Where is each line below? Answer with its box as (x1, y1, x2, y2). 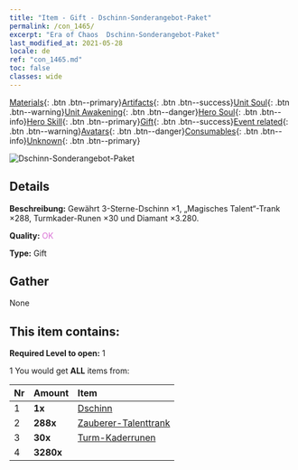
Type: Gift (9, 248, 47, 258)
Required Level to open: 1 (9, 348, 106, 359)
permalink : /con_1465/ (9, 22, 95, 31)
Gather (9, 273, 50, 289)
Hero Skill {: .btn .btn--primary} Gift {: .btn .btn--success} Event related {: (26, 116, 289, 127)
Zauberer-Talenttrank (77, 417, 171, 429)
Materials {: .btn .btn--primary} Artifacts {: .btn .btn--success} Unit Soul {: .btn (9, 97, 291, 108)
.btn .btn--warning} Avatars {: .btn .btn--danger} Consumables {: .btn (9, 126, 259, 136)
